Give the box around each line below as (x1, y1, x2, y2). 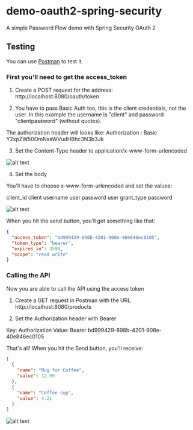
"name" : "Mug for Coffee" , (17, 367, 85, 373)
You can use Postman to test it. (6, 57, 83, 65)
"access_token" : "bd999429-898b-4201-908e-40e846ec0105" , (11, 234, 161, 241)
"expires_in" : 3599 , (11, 245, 63, 251)
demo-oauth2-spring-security (6, 4, 162, 18)
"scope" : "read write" (11, 251, 69, 258)
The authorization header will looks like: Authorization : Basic (6, 129, 158, 136)
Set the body (14, 171, 47, 178)
